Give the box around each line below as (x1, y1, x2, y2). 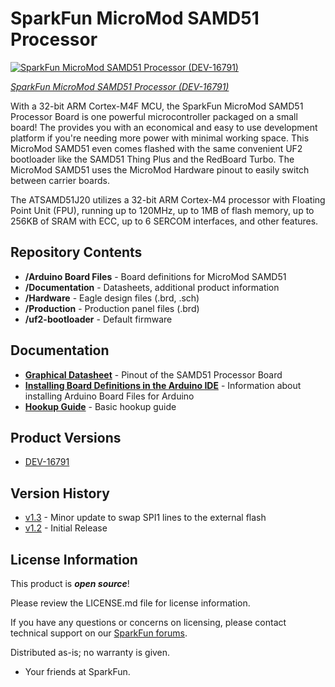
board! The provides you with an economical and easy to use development (10, 121, 318, 133)
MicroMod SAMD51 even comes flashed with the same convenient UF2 (10, 142, 303, 154)
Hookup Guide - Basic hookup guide (24, 400, 177, 412)
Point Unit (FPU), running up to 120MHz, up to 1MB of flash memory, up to (10, 204, 315, 216)
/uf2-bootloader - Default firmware (24, 313, 173, 325)
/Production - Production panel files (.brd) (24, 302, 200, 314)
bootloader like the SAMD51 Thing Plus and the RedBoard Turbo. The (10, 153, 295, 165)
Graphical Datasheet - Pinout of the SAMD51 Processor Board (24, 368, 283, 381)
